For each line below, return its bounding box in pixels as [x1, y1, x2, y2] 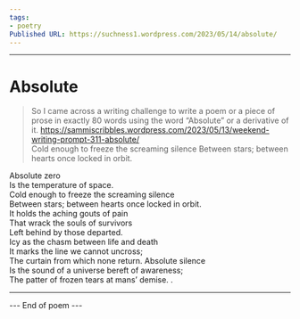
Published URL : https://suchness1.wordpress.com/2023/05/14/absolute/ [9, 29, 278, 38]
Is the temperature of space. [9, 180, 114, 191]
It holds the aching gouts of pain [9, 209, 129, 219]
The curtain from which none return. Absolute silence [9, 256, 206, 266]
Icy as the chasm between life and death [9, 237, 159, 248]
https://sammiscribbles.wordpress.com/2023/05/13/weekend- [39, 125, 270, 135]
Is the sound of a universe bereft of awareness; [9, 265, 184, 276]
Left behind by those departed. [9, 227, 123, 238]
